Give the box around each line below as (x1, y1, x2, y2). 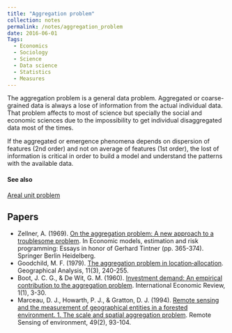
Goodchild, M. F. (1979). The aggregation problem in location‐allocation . (17, 259, 224, 268)
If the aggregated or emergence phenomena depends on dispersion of (7, 137, 210, 146)
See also (7, 175, 33, 183)
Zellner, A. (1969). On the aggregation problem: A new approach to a (17, 229, 214, 238)
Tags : (7, 36, 23, 43)
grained (7, 102, 30, 110)
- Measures (13, 75, 45, 82)
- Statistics (13, 68, 52, 75)
